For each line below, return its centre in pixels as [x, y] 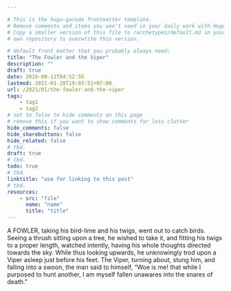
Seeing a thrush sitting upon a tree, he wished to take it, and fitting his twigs [115, 238]
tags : [15, 96]
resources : [23, 192]
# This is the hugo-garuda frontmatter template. [80, 19]
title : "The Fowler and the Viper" [58, 58]
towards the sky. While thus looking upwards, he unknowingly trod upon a [112, 252]
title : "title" [47, 211]
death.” [17, 282]
